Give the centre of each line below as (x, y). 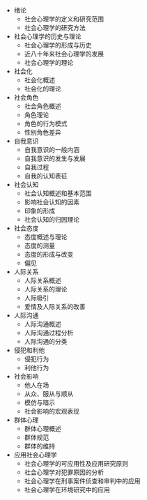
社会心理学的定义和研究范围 (64, 19)
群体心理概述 (42, 429)
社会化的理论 (42, 89)
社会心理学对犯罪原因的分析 (64, 472)
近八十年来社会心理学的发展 (64, 54)
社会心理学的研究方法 (55, 28)
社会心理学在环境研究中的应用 (67, 490)
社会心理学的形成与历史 (58, 45)
